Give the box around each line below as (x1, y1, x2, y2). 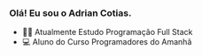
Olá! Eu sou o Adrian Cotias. (9, 7, 132, 19)
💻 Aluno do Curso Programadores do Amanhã (21, 37, 192, 47)
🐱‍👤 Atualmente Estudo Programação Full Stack (21, 27, 193, 38)
